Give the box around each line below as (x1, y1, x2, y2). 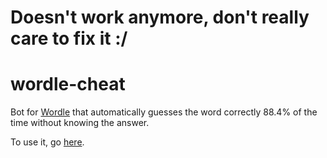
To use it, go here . (10, 136, 85, 148)
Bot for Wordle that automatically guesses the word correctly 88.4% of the (10, 106, 318, 118)
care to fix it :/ (10, 27, 128, 50)
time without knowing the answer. (10, 117, 150, 129)
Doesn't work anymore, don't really (10, 6, 310, 29)
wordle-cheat (10, 73, 126, 96)
